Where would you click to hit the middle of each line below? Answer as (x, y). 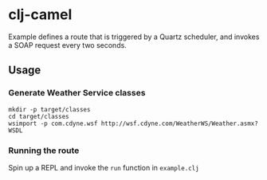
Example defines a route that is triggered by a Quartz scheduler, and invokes (134, 37)
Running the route (44, 151)
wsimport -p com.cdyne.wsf (53, 123)
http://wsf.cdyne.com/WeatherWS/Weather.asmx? (180, 123)
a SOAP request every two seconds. (68, 45)
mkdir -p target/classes (49, 109)
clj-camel (40, 15)
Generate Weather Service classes (77, 93)
